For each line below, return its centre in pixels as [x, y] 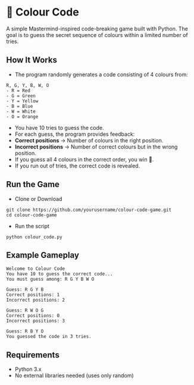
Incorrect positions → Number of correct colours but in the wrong [96, 147]
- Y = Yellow [22, 101]
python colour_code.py [34, 237]
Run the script [32, 226]
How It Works [32, 60]
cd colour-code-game [32, 215]
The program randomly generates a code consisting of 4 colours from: [101, 74]
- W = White [21, 111]
